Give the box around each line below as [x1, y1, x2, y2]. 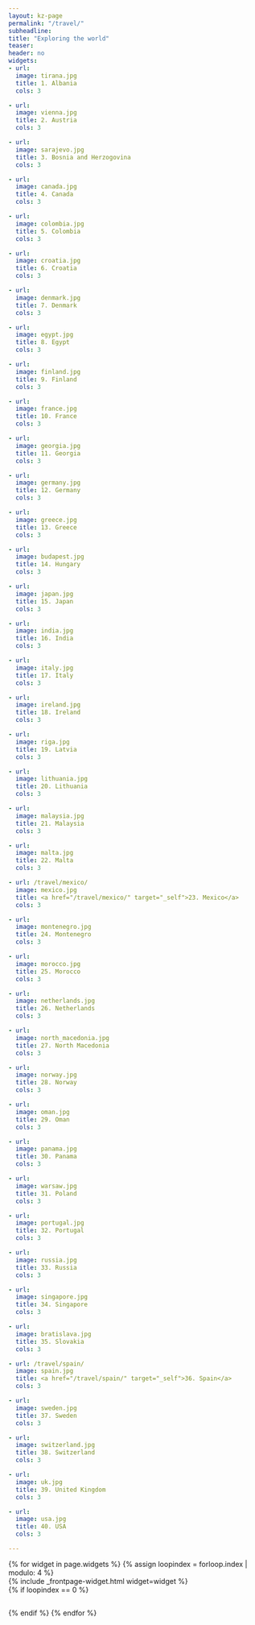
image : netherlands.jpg [15, 997, 95, 1005]
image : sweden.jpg [15, 1403, 78, 1412]
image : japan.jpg [15, 590, 74, 598]
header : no [8, 49, 45, 57]
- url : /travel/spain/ [8, 1359, 84, 1368]
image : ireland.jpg [15, 701, 81, 709]
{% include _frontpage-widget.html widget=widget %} [8, 1576, 188, 1586]
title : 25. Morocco [15, 968, 81, 976]
